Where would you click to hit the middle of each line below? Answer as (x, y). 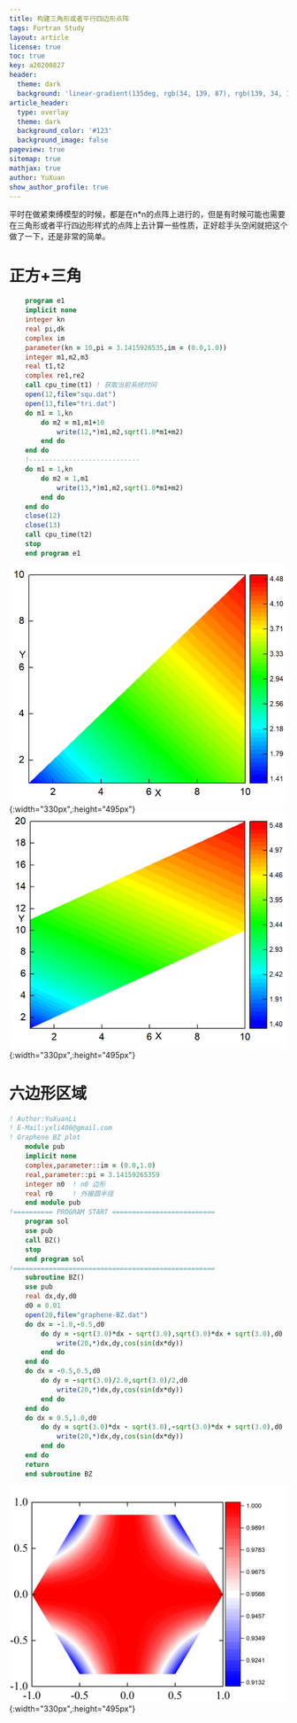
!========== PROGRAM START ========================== (112, 1212)
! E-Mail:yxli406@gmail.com (61, 1128)
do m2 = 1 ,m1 (65, 479)
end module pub (53, 1203)
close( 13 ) (43, 526)
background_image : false (63, 140)
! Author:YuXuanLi (43, 1119)
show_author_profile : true (59, 187)
